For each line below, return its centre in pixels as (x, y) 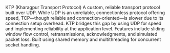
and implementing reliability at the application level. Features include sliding (85, 29)
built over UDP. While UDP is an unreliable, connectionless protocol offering (85, 13)
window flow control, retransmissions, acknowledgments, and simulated (81, 34)
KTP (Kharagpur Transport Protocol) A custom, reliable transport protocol (83, 7)
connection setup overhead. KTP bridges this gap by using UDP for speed (83, 23)
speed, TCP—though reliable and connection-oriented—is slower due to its (84, 18)
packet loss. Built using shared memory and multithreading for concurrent (83, 39)
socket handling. (23, 45)
